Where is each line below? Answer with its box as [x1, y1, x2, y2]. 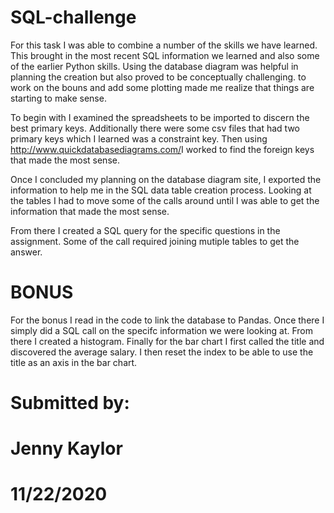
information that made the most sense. [10, 205, 170, 217]
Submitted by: [10, 392, 130, 415]
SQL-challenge [10, 6, 137, 29]
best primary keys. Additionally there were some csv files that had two [10, 122, 300, 134]
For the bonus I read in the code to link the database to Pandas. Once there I [10, 314, 325, 326]
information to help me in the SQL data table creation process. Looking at [10, 184, 312, 196]
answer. [10, 246, 43, 258]
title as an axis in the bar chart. [10, 356, 138, 368]
